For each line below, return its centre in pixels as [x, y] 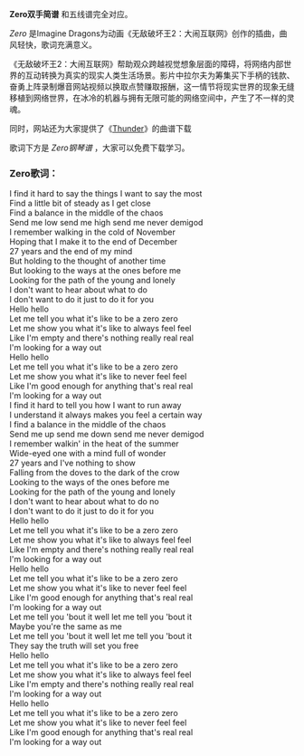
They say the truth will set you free [74, 646]
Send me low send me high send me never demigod [106, 223]
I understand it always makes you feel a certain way [106, 415]
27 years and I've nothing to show [72, 463]
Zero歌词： [34, 173]
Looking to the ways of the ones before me [90, 483]
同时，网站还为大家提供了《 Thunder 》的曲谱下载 [100, 129]
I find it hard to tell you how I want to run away [95, 406]
